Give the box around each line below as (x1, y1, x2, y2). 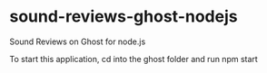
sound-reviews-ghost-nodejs (9, 6, 238, 27)
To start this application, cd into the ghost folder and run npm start (9, 53, 259, 64)
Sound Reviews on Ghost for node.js (9, 36, 146, 47)
